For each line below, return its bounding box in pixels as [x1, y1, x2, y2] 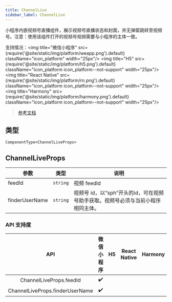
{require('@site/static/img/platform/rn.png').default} [5, 77, 115, 83]
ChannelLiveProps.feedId [20, 276, 81, 284]
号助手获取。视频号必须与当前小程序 [73, 197, 161, 204]
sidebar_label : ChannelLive [5, 12, 66, 17]
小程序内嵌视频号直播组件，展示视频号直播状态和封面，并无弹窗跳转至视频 [5, 27, 162, 33]
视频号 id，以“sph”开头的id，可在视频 [73, 189, 164, 197]
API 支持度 [5, 221, 32, 228]
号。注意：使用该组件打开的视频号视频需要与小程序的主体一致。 [5, 33, 140, 39]
